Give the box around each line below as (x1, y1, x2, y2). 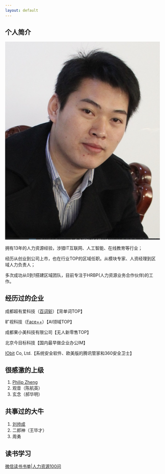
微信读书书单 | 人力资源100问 (5, 463, 61, 469)
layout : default (5, 8, 38, 13)
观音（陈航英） (12, 385, 43, 391)
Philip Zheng (12, 379, 38, 385)
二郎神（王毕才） (12, 427, 47, 434)
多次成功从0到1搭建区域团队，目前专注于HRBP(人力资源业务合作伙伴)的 (5, 272, 149, 278)
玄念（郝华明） (12, 391, 43, 397)
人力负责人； (9, 261, 35, 267)
